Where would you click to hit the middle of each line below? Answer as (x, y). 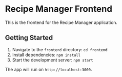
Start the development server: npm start (53, 60)
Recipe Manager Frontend (59, 9)
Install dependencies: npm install (46, 55)
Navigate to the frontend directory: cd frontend (60, 49)
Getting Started (29, 38)
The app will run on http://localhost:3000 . (49, 69)
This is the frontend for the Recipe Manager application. (61, 22)
